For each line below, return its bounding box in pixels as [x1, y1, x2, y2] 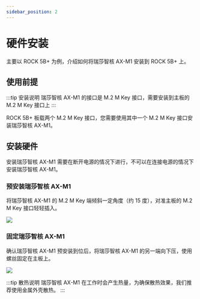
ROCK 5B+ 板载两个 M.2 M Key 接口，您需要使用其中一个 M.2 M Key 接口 [6, 114, 188, 122]
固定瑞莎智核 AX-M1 [6, 232, 65, 241]
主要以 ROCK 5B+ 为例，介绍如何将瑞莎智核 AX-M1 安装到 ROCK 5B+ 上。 [6, 58, 190, 65]
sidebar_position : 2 [6, 8, 58, 15]
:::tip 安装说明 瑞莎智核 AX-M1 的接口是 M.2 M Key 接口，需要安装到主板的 [6, 94, 190, 101]
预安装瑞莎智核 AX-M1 [6, 182, 71, 191]
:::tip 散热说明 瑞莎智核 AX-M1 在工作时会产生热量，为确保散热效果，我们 [6, 279, 187, 286]
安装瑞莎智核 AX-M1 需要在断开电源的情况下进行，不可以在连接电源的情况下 [6, 158, 194, 165]
